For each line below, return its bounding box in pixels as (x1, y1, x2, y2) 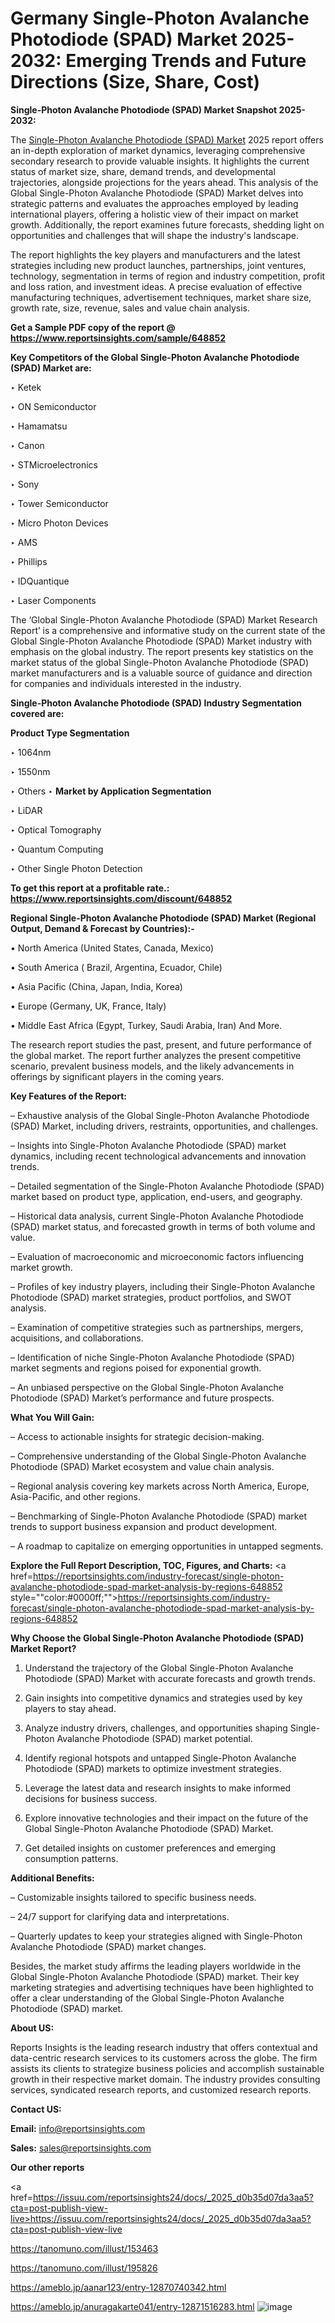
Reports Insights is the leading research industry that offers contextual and (10, 2041, 318, 2053)
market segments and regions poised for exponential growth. (10, 1362, 262, 1374)
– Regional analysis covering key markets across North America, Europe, (10, 1480, 310, 1492)
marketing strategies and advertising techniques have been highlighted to (10, 1981, 314, 1993)
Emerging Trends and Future (65, 50, 307, 72)
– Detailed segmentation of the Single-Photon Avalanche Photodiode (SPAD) (10, 1180, 325, 1192)
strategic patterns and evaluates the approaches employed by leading (10, 197, 299, 209)
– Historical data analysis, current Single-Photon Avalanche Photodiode (10, 1210, 304, 1222)
